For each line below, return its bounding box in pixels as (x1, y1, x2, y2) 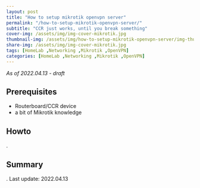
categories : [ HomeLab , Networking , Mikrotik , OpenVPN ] (6, 53, 145, 59)
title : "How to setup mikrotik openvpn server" (6, 14, 127, 20)
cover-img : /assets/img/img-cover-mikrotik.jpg (6, 31, 127, 37)
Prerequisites (6, 87, 57, 97)
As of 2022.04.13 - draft (6, 69, 65, 76)
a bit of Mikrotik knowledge (14, 109, 82, 116)
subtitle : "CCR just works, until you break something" (6, 25, 148, 32)
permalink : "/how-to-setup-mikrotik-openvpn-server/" (6, 20, 143, 26)
